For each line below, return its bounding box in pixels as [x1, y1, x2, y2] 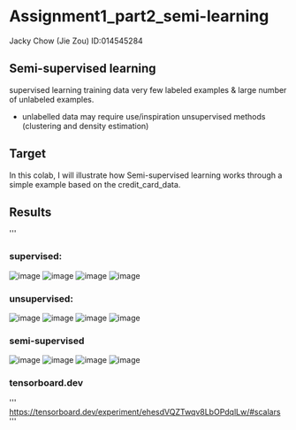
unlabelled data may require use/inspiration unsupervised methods [21, 111, 266, 121]
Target [9, 146, 47, 161]
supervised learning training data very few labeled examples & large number [9, 84, 287, 95]
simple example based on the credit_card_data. [9, 179, 181, 189]
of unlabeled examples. [9, 94, 95, 104]
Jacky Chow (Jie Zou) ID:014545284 [9, 35, 143, 46]
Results [9, 204, 52, 219]
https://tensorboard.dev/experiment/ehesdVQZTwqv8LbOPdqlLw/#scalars [9, 406, 281, 417]
